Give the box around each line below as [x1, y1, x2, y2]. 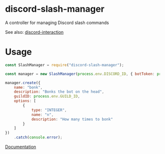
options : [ [14, 99, 36, 103]
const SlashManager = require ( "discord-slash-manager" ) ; [5, 62, 124, 67]
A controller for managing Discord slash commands [5, 20, 109, 26]
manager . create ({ [5, 80, 41, 85]
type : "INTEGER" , [31, 107, 67, 112]
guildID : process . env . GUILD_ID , [14, 94, 80, 99]
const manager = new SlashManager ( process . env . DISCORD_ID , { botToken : [5, 71, 155, 77]
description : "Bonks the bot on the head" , [14, 89, 105, 94]
